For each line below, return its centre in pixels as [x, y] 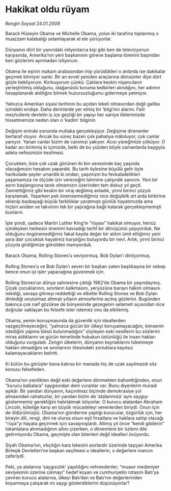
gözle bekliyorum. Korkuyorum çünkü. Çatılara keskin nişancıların [74, 82]
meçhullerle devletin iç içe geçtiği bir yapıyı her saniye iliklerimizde [75, 114]
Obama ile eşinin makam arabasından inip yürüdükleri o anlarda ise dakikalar [85, 71]
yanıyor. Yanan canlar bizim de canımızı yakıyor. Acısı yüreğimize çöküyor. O [85, 142]
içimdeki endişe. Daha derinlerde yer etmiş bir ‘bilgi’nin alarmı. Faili [75, 109]
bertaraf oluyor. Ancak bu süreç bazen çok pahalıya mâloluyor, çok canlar [82, 136]
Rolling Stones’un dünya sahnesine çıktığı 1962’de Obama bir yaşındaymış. [83, 282]
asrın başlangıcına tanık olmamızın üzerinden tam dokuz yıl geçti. [74, 185]
